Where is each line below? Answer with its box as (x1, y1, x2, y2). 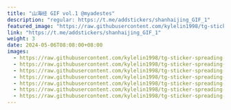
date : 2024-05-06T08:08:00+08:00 (7, 42, 103, 49)
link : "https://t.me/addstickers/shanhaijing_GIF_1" (7, 29, 162, 36)
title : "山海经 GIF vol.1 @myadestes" (7, 10, 115, 17)
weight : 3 (7, 36, 36, 42)
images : (7, 49, 30, 55)
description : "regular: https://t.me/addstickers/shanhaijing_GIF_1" (7, 16, 211, 23)
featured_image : (7, 23, 54, 29)
